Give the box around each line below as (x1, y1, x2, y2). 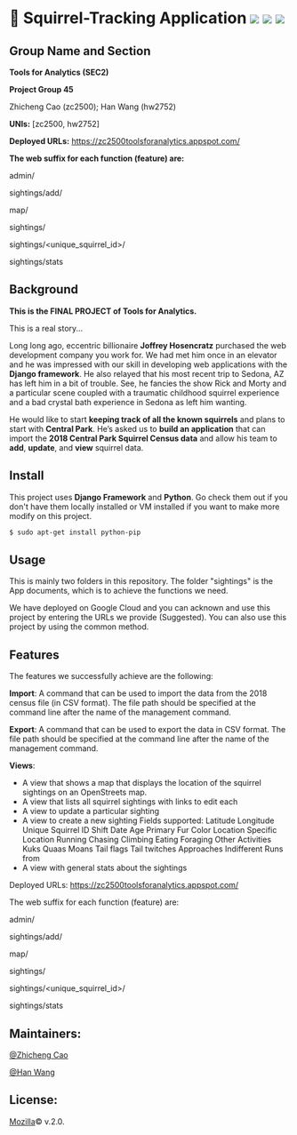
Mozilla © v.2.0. (9, 1115, 65, 1127)
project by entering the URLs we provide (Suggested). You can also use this (9, 612, 287, 623)
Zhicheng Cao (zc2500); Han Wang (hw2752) (9, 101, 176, 112)
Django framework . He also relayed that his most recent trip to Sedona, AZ (9, 368, 285, 379)
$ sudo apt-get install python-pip (9, 528, 141, 537)
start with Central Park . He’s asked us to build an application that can (9, 423, 266, 434)
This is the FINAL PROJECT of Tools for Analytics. (9, 306, 197, 316)
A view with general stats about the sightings (21, 862, 188, 874)
